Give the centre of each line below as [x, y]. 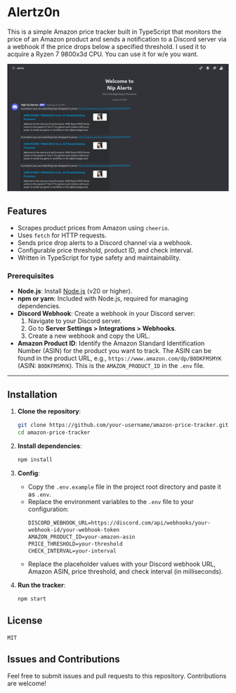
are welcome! [27, 684]
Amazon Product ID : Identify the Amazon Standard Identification [111, 343]
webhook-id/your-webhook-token [74, 530]
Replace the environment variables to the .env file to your [111, 501]
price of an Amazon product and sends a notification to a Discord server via [117, 39]
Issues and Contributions [64, 659]
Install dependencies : [50, 446]
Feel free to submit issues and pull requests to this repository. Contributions [117, 676]
